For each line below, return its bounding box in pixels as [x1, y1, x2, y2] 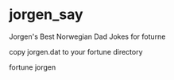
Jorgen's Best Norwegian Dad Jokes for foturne [9, 32, 166, 41]
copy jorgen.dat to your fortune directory [9, 47, 143, 56]
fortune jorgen [9, 62, 56, 72]
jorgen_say [9, 6, 83, 24]
